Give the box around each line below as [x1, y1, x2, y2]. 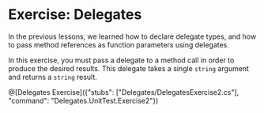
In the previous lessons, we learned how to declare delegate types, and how [8, 32, 257, 41]
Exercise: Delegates [8, 6, 142, 24]
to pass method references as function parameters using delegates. [8, 40, 229, 49]
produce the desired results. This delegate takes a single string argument [8, 63, 249, 73]
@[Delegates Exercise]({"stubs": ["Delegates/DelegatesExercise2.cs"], [8, 87, 239, 96]
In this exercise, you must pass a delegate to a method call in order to [8, 55, 235, 65]
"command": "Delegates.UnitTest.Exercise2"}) [8, 96, 159, 105]
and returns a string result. [8, 72, 97, 81]
